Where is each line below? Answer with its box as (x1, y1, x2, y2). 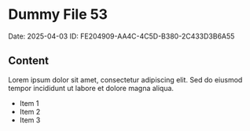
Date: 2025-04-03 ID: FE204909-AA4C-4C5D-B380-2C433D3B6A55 (8, 31, 235, 41)
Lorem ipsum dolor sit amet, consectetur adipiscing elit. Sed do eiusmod (8, 75, 243, 84)
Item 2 (19, 107, 41, 116)
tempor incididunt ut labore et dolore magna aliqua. (8, 83, 175, 93)
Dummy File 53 (8, 5, 108, 24)
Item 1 (19, 98, 39, 107)
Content (8, 54, 50, 67)
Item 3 (19, 115, 41, 125)
